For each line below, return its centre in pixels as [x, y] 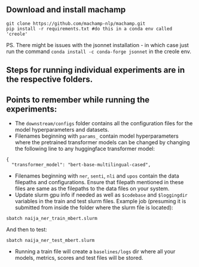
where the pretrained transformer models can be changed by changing [102, 142]
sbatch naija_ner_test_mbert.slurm [50, 241]
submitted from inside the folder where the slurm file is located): [94, 207]
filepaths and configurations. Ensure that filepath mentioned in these [99, 182]
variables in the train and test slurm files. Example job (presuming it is [100, 201]
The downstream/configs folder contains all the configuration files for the [104, 123]
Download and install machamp [66, 10]
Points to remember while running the [78, 100]
